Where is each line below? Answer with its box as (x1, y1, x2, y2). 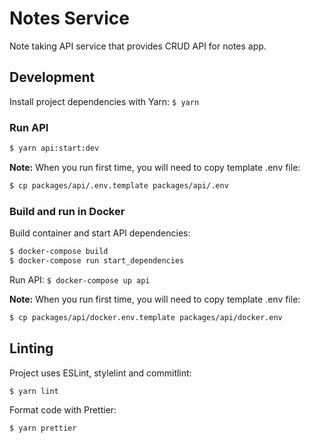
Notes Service (9, 7, 130, 30)
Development (9, 69, 96, 86)
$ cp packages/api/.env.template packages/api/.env (9, 180, 229, 191)
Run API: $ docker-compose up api (9, 273, 151, 286)
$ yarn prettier (9, 423, 77, 434)
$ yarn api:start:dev (9, 143, 100, 154)
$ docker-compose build (9, 247, 109, 257)
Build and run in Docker (9, 204, 126, 218)
